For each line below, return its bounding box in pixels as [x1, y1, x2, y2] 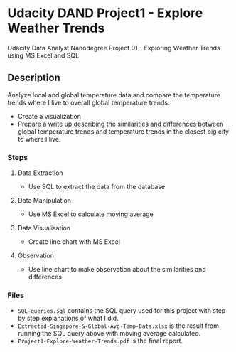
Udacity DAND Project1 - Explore [7, 5, 203, 21]
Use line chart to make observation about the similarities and [28, 265, 206, 274]
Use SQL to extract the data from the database [28, 183, 166, 191]
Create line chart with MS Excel [28, 238, 121, 246]
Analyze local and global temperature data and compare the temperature [7, 90, 221, 99]
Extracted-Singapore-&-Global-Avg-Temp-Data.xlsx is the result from [17, 321, 219, 330]
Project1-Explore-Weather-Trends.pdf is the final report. [17, 336, 183, 346]
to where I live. [17, 134, 61, 143]
